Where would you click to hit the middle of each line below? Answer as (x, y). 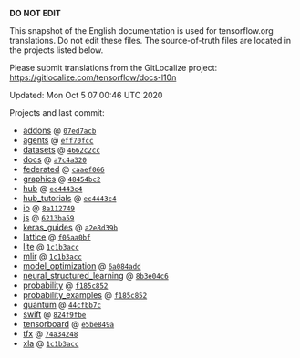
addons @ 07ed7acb (59, 130)
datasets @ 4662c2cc (61, 150)
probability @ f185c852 (65, 285)
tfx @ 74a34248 (50, 333)
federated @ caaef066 (63, 169)
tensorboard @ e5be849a (68, 324)
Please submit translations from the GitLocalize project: (114, 68)
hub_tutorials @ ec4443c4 (69, 198)
